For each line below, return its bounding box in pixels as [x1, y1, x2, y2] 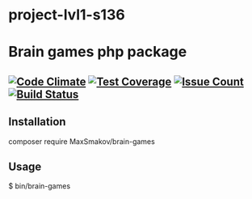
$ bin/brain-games [8, 181, 71, 191]
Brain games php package [8, 43, 187, 61]
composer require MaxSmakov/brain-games [8, 136, 155, 146]
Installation [8, 115, 66, 129]
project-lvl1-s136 [8, 6, 125, 24]
